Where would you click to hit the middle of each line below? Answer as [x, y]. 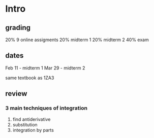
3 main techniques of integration [47, 108]
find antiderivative [32, 119]
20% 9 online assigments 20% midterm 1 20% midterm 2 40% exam [77, 40]
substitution [25, 124]
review [16, 94]
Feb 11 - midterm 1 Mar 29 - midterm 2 [45, 68]
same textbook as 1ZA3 [30, 78]
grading [18, 28]
